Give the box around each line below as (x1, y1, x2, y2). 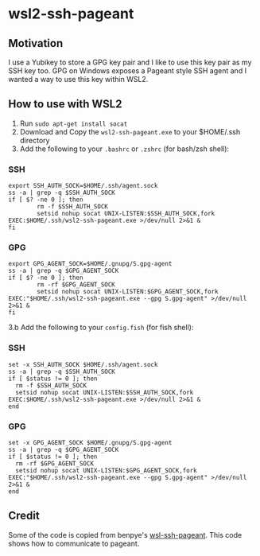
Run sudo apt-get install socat (19, 119, 128, 128)
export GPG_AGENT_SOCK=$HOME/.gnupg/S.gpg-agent (8, 260, 173, 268)
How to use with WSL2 (8, 97, 122, 111)
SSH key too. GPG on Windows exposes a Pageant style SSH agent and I (8, 66, 247, 76)
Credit (8, 509, 40, 523)
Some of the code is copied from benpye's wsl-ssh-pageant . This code (8, 530, 243, 539)
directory (19, 135, 50, 145)
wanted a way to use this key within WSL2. (8, 75, 149, 84)
